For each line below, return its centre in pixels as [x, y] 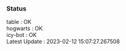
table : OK [19, 22]
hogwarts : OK [25, 28]
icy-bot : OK [22, 35]
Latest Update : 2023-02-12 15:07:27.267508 [63, 42]
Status [16, 9]
